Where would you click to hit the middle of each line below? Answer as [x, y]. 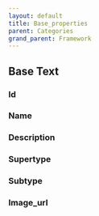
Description [32, 138]
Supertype [30, 159]
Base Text [33, 71]
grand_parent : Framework [50, 38]
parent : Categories [41, 31]
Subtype [25, 181]
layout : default [35, 16]
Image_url [28, 203]
